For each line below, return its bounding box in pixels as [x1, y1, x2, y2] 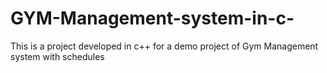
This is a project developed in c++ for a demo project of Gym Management [10, 40, 319, 52]
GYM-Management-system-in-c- [10, 7, 295, 30]
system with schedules [10, 50, 105, 62]
